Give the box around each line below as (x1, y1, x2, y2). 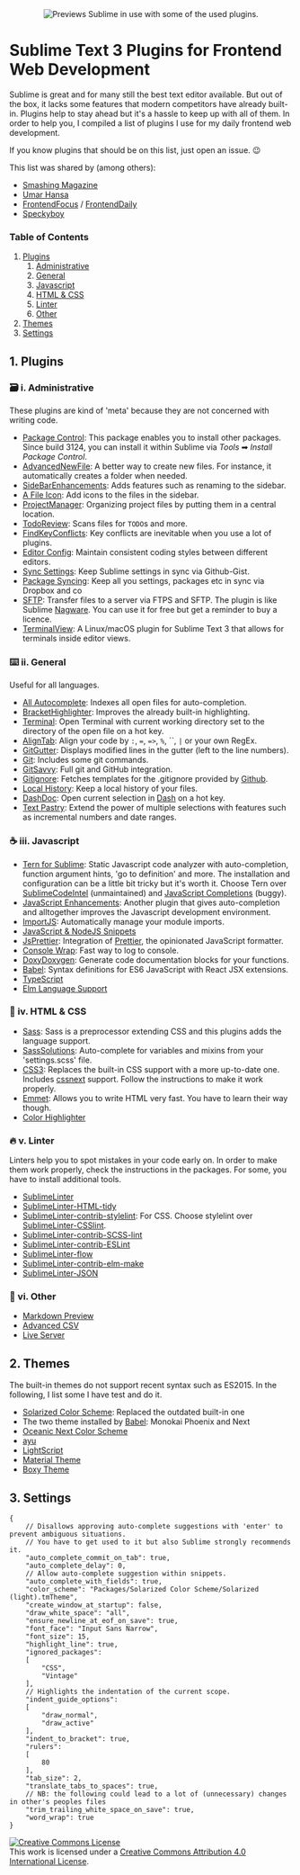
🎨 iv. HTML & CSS (9, 1005, 87, 1018)
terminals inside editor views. (22, 632, 131, 643)
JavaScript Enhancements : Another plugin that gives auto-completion (22, 897, 280, 908)
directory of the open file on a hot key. (22, 726, 164, 737)
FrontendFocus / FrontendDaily (22, 198, 137, 210)
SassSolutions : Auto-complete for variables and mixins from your (22, 1045, 264, 1055)
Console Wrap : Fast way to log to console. (22, 945, 180, 955)
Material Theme (22, 1455, 81, 1466)
